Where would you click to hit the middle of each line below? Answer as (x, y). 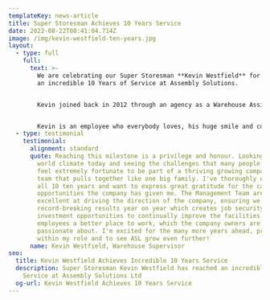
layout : (21, 46)
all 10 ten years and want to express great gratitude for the (145, 186)
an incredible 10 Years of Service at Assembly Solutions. (138, 83)
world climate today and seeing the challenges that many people (149, 163)
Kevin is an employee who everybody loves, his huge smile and (145, 126)
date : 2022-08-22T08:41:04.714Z (62, 31)
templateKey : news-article (53, 16)
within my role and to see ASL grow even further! (124, 238)
